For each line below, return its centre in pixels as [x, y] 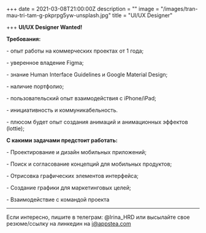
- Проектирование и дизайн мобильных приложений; [77, 152]
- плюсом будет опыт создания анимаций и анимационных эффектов [97, 122]
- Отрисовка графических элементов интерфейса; [73, 176]
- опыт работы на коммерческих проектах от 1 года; [75, 51]
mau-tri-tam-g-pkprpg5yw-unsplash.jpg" [59, 15]
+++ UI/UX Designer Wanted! [44, 27]
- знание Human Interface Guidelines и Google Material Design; [87, 75]
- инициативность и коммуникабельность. [62, 110]
